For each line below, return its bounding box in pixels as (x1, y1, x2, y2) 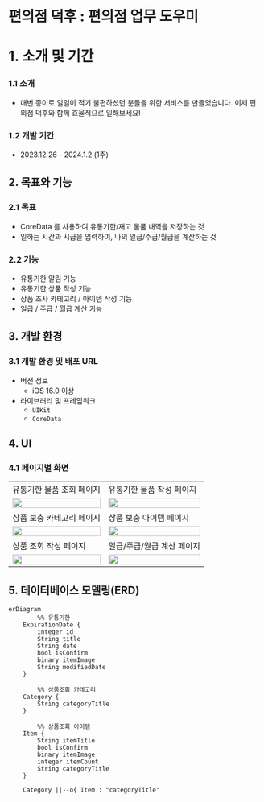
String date (37, 642, 78, 651)
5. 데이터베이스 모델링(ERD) (8, 583, 140, 597)
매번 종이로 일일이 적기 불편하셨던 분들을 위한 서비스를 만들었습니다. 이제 (19, 97, 248, 107)
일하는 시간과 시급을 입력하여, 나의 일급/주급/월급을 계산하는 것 (19, 231, 217, 242)
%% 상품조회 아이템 (37, 722, 91, 731)
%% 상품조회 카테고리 (37, 686, 97, 694)
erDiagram (8, 606, 42, 614)
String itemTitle (37, 737, 95, 745)
